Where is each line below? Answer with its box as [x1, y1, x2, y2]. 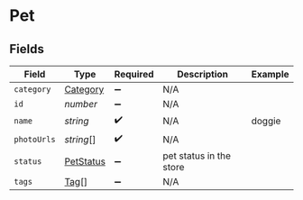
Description [177, 68, 228, 80]
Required [114, 68, 155, 80]
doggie [251, 114, 281, 127]
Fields [9, 41, 45, 57]
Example [251, 68, 289, 80]
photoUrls [14, 134, 56, 144]
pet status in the [162, 150, 232, 162]
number [64, 98, 97, 110]
